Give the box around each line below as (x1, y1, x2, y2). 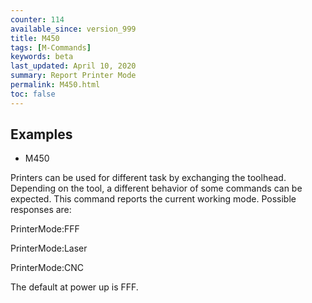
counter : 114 (10, 14, 65, 25)
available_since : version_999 (10, 24, 137, 34)
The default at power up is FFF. (10, 281, 139, 293)
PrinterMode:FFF (10, 223, 80, 235)
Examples (10, 126, 73, 143)
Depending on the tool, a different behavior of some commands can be (10, 182, 303, 195)
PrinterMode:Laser (10, 242, 88, 255)
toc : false (10, 89, 56, 99)
